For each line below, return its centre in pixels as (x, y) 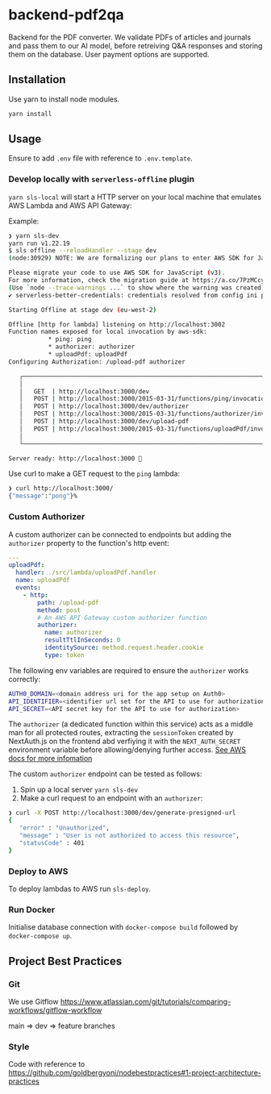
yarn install (30, 114)
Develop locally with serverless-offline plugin (102, 179)
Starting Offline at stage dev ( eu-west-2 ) (83, 310)
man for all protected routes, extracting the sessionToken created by (121, 733)
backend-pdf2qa (67, 15)
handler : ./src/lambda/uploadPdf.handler (86, 573)
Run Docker (31, 909)
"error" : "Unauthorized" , (65, 828)
